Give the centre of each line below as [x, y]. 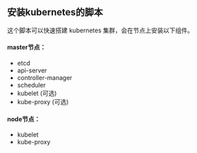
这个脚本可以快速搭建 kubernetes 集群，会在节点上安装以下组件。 [101, 30]
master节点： [27, 48]
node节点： [24, 119]
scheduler [31, 85]
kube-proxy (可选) [43, 102]
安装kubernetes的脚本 [55, 12]
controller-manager [44, 78]
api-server [32, 70]
